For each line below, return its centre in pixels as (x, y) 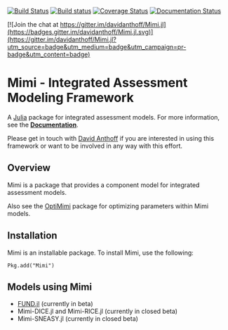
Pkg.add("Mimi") (31, 265)
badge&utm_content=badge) (49, 54)
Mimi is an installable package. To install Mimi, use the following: (101, 253)
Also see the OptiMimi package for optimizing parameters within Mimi (108, 206)
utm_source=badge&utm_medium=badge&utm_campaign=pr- (97, 47)
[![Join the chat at (33, 24)
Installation (32, 236)
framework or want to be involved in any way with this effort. (95, 146)
